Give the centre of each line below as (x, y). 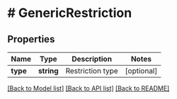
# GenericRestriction (70, 13)
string (48, 71)
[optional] (141, 71)
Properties (31, 39)
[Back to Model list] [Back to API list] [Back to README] (88, 88)
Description (92, 59)
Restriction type (92, 71)
